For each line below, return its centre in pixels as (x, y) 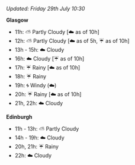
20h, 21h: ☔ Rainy (37, 147)
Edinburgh (19, 117)
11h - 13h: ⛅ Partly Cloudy (47, 129)
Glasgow (17, 20)
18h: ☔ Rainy (30, 76)
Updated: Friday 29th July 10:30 (46, 9)
